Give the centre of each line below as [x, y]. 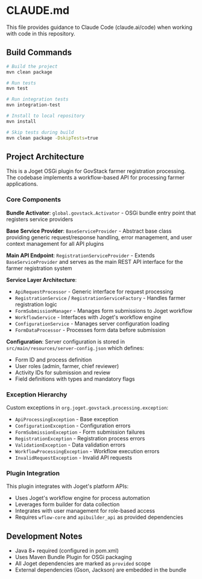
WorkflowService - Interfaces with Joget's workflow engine [88, 317]
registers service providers [40, 219]
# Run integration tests [37, 99]
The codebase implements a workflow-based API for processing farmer [96, 178]
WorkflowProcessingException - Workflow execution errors [87, 451]
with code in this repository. [41, 33]
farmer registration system [39, 268]
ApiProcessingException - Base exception [67, 419]
